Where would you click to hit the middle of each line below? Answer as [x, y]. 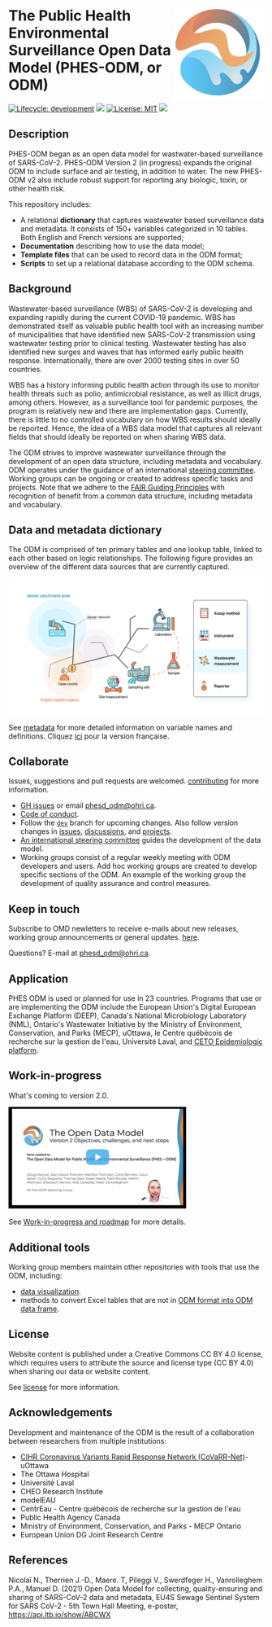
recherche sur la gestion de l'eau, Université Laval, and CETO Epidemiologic [136, 1042]
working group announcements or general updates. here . [104, 937]
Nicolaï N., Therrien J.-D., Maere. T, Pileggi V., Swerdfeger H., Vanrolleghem [136, 1580]
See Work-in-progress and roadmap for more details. [97, 1222]
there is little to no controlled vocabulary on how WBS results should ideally [135, 419]
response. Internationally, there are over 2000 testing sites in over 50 [124, 360]
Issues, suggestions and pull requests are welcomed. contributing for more [134, 781]
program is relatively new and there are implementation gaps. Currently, [129, 410]
